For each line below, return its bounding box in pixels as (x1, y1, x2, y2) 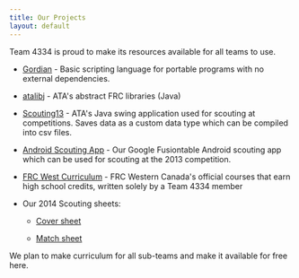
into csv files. (22, 126, 72, 137)
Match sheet (35, 232, 83, 243)
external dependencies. (22, 73, 110, 83)
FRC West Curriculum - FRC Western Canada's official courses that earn (22, 171, 291, 182)
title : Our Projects (9, 13, 87, 22)
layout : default (9, 22, 70, 30)
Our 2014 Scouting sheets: (22, 198, 121, 209)
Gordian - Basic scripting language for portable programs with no (22, 64, 265, 74)
